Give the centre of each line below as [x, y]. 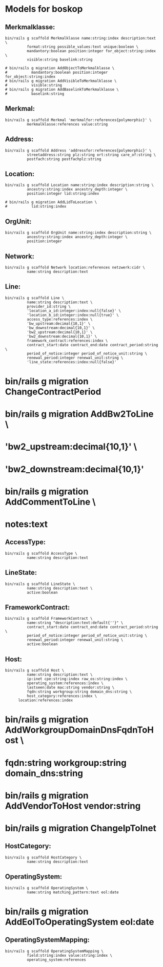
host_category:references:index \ [62, 696]
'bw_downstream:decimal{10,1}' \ [61, 328]
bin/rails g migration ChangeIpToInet [81, 828]
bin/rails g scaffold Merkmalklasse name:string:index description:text [81, 38]
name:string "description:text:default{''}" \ [75, 623]
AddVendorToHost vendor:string [73, 806]
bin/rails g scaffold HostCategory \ [43, 857]
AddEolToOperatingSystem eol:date [80, 922]
